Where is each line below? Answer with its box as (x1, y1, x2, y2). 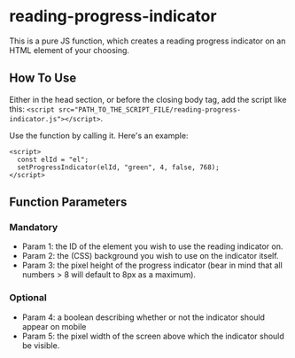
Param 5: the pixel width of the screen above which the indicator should (21, 331, 285, 341)
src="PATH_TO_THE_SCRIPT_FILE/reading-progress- (58, 105, 242, 114)
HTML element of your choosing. (9, 44, 130, 55)
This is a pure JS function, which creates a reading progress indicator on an (9, 35, 286, 46)
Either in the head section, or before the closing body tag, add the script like (9, 94, 287, 105)
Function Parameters (9, 195, 128, 210)
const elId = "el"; (17, 155, 89, 164)
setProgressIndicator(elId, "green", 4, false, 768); (17, 162, 220, 172)
